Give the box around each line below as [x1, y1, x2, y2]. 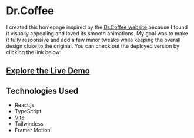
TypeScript [14, 108, 42, 115]
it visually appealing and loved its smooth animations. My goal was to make [6, 29, 188, 37]
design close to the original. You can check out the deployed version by [6, 42, 180, 50]
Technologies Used [6, 86, 78, 96]
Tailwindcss [14, 120, 44, 127]
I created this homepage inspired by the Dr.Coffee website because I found [6, 24, 188, 31]
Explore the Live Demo [6, 66, 90, 76]
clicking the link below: [6, 48, 62, 55]
